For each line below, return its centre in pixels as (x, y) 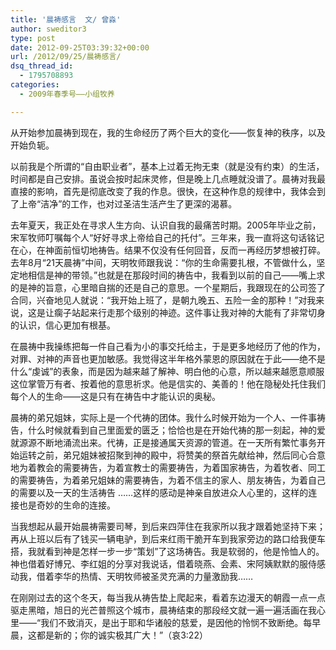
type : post (33, 38)
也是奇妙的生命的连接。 (67, 505)
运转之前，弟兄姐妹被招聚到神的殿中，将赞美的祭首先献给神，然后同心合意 (172, 455)
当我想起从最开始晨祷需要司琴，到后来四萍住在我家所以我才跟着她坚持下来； (168, 526)
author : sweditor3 (48, 29)
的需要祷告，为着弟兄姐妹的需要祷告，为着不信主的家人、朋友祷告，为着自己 (168, 480)
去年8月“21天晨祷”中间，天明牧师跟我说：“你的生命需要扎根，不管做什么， (163, 262)
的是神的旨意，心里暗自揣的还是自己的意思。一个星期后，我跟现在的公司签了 (168, 287)
